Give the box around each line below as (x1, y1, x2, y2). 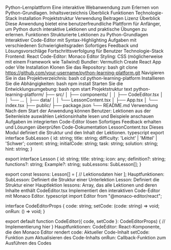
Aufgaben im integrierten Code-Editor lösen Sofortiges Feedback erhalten (5, 119, 161, 124)
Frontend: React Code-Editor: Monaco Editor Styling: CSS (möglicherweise (5, 53, 163, 59)
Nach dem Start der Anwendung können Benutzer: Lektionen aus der (5, 108, 151, 114)
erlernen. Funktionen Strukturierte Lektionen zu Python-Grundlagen (5, 32, 148, 37)
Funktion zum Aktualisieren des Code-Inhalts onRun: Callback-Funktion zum (5, 235, 166, 240)
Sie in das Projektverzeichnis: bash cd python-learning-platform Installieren (5, 75, 165, 81)
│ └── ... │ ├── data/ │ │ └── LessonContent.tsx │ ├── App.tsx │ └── (5, 97, 158, 103)
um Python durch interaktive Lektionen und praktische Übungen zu (5, 26, 147, 32)
